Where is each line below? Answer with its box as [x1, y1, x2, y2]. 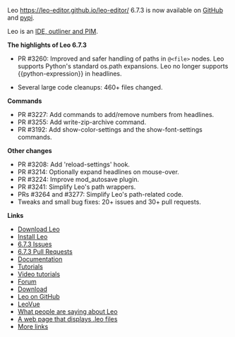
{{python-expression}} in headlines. [17, 70, 122, 78]
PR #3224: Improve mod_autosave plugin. [17, 176, 140, 183]
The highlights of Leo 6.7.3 [7, 41, 87, 49]
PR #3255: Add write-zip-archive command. [17, 118, 147, 126]
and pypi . [7, 13, 35, 22]
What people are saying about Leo [17, 307, 118, 316]
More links [17, 322, 49, 331]
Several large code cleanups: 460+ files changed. [17, 83, 163, 91]
